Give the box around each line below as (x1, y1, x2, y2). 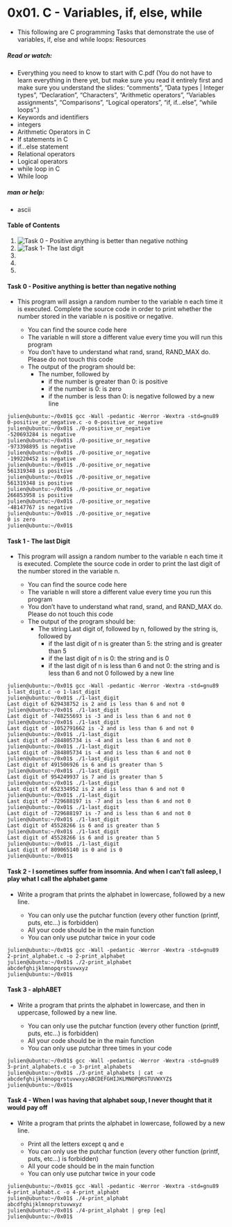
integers (17, 120, 42, 128)
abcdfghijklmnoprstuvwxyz (7, 1201, 82, 1208)
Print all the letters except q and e (27, 1140, 124, 1149)
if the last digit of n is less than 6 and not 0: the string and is (48, 662, 220, 670)
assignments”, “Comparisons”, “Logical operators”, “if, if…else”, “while (17, 98, 217, 106)
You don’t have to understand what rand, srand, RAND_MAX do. (27, 348, 210, 356)
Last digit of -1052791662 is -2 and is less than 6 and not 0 (7, 725, 194, 732)
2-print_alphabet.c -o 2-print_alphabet (7, 953, 126, 960)
